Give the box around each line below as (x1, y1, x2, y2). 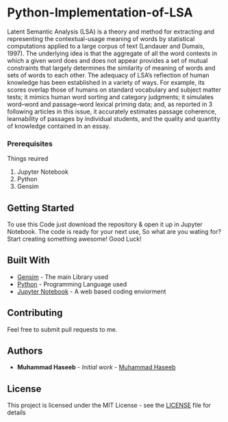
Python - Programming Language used (16, 280, 127, 288)
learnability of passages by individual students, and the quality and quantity (7, 114, 220, 122)
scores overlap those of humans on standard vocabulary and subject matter (7, 85, 221, 94)
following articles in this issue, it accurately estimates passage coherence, (7, 107, 217, 116)
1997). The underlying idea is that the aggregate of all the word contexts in (7, 49, 218, 57)
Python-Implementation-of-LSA (7, 5, 193, 21)
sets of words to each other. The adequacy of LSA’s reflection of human (7, 70, 210, 79)
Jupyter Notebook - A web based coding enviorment (16, 287, 166, 295)
